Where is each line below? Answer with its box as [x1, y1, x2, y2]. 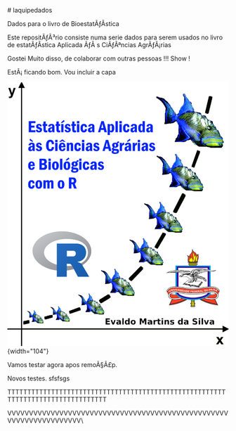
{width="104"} [7, 347, 49, 355]
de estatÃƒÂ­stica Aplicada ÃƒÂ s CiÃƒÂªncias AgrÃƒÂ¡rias [7, 41, 172, 49]
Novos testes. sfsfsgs [7, 374, 70, 382]
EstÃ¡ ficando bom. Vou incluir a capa [7, 68, 116, 76]
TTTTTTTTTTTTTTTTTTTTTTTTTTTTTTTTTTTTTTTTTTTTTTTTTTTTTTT [7, 387, 226, 396]
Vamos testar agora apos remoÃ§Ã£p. [7, 360, 118, 368]
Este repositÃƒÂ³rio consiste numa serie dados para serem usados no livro [7, 33, 223, 41]
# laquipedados [7, 6, 53, 14]
